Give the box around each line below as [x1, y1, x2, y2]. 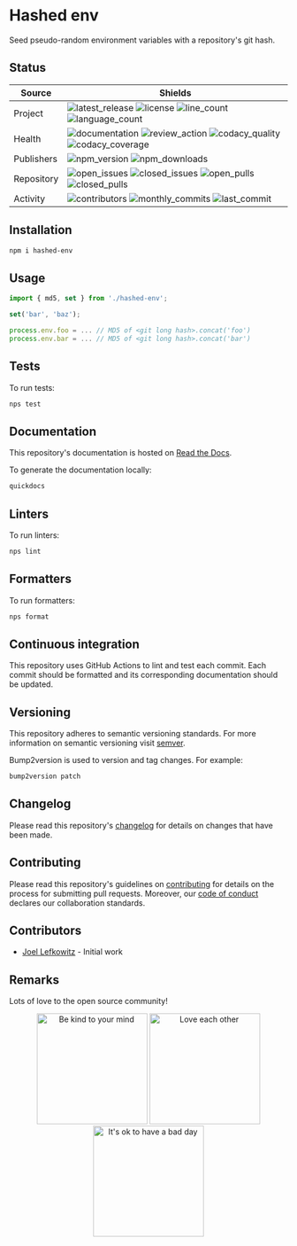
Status [9, 60, 47, 75]
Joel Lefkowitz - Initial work [21, 946, 124, 957]
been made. [9, 829, 53, 840]
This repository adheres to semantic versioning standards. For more [9, 728, 256, 739]
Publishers [13, 152, 57, 165]
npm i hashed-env [9, 245, 73, 255]
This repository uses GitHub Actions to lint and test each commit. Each [9, 660, 267, 671]
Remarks [9, 972, 60, 987]
